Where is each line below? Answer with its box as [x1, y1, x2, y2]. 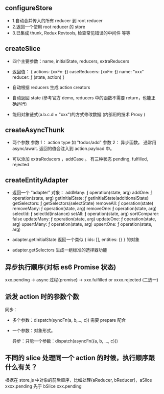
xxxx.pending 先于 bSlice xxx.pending [5, 383, 82, 389]
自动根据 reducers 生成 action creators [12, 84, 91, 90]
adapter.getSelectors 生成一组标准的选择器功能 [12, 247, 108, 253]
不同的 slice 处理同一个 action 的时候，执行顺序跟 [5, 354, 155, 362]
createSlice [5, 44, 41, 53]
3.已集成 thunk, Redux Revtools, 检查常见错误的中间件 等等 [12, 30, 131, 36]
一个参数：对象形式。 [12, 327, 55, 333]
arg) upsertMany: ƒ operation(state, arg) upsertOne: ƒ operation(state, [12, 221, 153, 227]
